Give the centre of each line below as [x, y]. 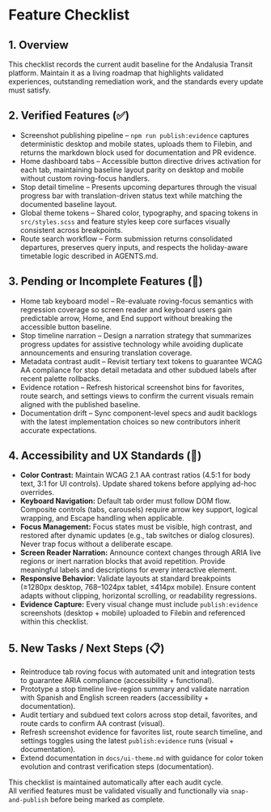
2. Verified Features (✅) [69, 116]
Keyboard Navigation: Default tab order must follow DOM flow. [125, 501]
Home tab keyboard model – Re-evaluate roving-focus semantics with [136, 301]
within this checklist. [54, 621]
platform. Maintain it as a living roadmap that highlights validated [116, 73]
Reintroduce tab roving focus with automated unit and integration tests [138, 672]
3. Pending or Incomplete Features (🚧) [106, 281]
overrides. [37, 492]
